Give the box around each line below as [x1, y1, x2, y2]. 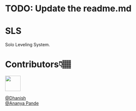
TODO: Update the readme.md [5, 3, 132, 14]
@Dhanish [5, 95, 26, 101]
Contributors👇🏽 [5, 59, 71, 70]
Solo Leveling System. [5, 42, 50, 48]
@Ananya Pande [5, 100, 39, 106]
